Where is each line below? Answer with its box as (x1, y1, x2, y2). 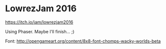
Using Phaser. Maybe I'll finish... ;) (5, 28, 75, 34)
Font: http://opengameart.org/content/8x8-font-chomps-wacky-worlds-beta (5, 38, 161, 44)
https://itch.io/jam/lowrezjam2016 (5, 19, 74, 25)
